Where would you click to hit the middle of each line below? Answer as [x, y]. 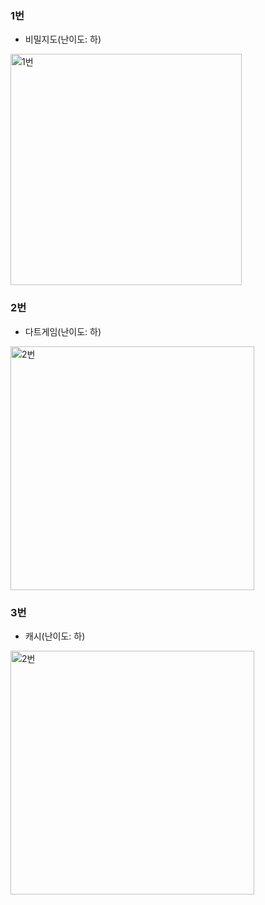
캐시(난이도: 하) [55, 636]
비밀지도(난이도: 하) [63, 39]
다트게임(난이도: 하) [63, 331]
